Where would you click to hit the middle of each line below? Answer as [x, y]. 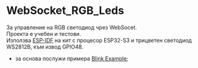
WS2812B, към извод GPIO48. [45, 47]
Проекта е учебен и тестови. [44, 33]
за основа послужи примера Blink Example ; [72, 58]
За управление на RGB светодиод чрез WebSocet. [72, 27]
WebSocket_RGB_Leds [65, 11]
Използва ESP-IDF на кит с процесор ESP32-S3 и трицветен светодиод [99, 40]
